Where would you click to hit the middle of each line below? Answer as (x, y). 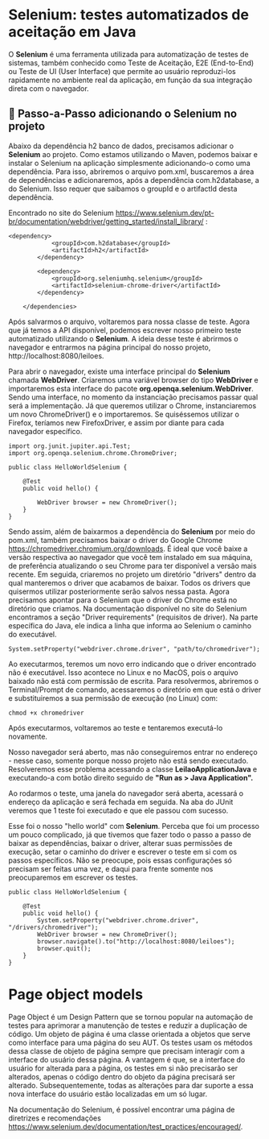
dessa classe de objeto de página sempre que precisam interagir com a (126, 1051)
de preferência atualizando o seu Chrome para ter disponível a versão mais (132, 565)
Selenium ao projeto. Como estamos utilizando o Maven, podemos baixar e (133, 154)
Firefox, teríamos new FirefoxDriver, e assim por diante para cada (116, 422)
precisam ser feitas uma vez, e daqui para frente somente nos (111, 868)
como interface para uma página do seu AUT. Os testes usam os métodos (130, 1042)
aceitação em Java (72, 32)
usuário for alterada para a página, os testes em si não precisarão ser (123, 1068)
